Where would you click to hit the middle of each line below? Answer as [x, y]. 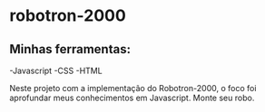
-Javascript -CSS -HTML [56, 70]
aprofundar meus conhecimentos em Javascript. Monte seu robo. [132, 98]
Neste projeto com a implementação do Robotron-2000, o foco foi [133, 88]
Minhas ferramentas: [70, 49]
